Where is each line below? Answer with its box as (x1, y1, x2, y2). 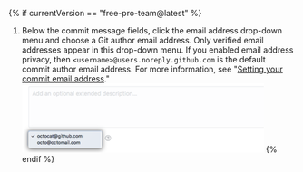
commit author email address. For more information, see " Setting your (21, 63, 283, 74)
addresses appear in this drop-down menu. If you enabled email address (21, 44, 294, 55)
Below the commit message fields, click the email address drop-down (21, 25, 283, 35)
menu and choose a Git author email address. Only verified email (21, 35, 264, 45)
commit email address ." (21, 73, 111, 84)
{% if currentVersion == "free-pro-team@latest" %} (8, 8, 202, 18)
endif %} (21, 154, 55, 164)
